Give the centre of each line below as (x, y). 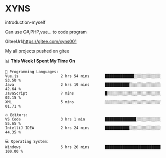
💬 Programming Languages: (32, 72)
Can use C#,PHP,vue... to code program (46, 32)
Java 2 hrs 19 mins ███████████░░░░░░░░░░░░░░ (83, 84)
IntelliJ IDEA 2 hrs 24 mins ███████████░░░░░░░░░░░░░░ (83, 128)
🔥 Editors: (17, 115)
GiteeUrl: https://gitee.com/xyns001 (41, 41)
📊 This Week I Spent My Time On (40, 61)
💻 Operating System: (27, 141)
